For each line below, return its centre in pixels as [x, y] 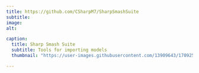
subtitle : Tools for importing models [60, 50]
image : [14, 23]
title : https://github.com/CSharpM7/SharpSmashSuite [73, 12]
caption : [17, 39]
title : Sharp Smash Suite [44, 45]
